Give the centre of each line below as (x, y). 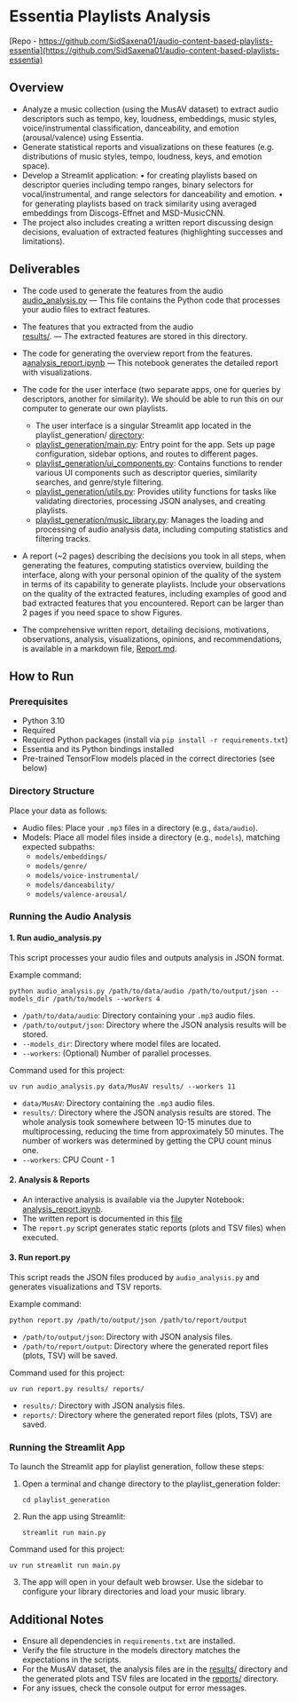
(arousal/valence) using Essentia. (83, 137)
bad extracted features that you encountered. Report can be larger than (153, 603)
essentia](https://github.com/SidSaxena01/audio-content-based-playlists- (145, 50)
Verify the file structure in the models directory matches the (131, 1651)
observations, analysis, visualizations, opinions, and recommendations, (152, 639)
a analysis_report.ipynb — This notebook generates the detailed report (150, 362)
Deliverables (45, 269)
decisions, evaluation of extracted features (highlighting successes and (152, 232)
